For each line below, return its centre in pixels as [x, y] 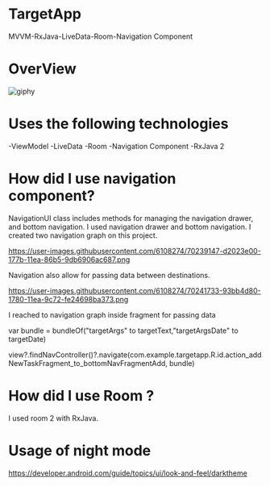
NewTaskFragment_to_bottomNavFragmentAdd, [88, 363]
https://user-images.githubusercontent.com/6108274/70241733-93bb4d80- [135, 290]
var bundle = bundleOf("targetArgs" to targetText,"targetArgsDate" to [124, 330]
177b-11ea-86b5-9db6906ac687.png [69, 260]
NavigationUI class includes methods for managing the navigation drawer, [131, 218]
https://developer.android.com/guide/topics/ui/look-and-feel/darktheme [128, 473]
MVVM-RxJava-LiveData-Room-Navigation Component [101, 36]
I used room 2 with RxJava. [54, 418]
